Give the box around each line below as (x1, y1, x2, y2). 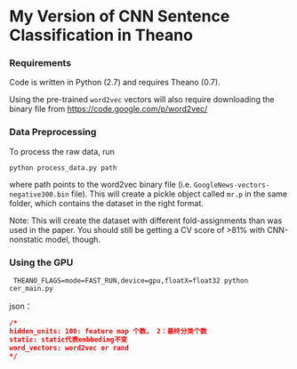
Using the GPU (9, 256, 74, 269)
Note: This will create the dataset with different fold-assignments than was (9, 215, 283, 226)
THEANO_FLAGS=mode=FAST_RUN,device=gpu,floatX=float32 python (12, 277, 249, 285)
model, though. (44, 234, 100, 245)
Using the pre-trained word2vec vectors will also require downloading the (9, 94, 275, 105)
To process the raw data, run (9, 146, 116, 156)
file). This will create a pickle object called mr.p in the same (70, 189, 287, 199)
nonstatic (9, 234, 44, 245)
